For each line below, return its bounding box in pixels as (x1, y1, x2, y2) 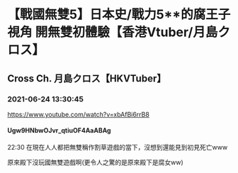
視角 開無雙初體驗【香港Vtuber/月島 (7, 24, 218, 40)
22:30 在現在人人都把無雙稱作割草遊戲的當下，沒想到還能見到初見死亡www (7, 143, 228, 152)
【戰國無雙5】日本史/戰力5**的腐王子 (7, 6, 231, 23)
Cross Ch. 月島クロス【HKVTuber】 (7, 72, 166, 84)
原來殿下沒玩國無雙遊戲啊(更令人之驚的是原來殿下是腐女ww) (7, 158, 184, 167)
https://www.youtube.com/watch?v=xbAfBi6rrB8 (7, 110, 150, 118)
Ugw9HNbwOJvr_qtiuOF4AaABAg (7, 126, 111, 135)
